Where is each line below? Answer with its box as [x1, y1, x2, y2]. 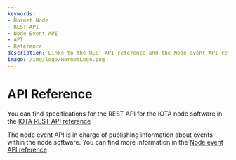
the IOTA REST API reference [7, 116, 91, 125]
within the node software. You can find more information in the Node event [7, 138, 223, 146]
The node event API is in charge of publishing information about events [7, 131, 213, 139]
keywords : [7, 10, 37, 18]
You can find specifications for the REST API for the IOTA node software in [7, 109, 223, 118]
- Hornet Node [7, 17, 49, 24]
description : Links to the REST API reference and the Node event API [7, 50, 218, 57]
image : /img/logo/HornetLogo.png [7, 56, 105, 63]
